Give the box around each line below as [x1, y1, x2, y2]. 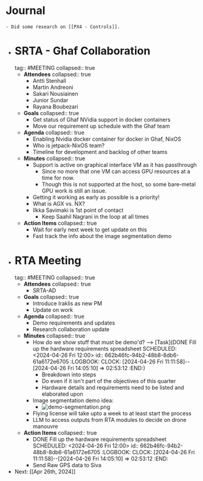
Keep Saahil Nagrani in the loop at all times [41, 212, 150, 220]
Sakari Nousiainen [32, 90, 78, 97]
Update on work [32, 306, 74, 314]
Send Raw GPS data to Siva [32, 461, 101, 469]
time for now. [41, 174, 75, 181]
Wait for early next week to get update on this [32, 226, 147, 233]
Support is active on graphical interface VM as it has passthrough [32, 161, 197, 168]
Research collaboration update [32, 325, 110, 332]
